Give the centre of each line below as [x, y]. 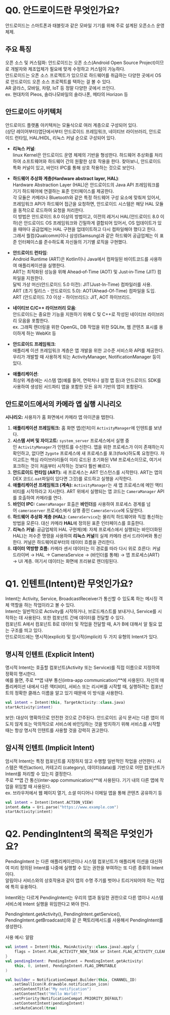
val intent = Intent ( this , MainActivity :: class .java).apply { [72, 947]
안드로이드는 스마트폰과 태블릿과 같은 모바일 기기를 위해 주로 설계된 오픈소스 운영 [85, 25]
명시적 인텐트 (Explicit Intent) [50, 654]
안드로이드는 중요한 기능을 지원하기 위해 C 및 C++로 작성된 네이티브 [79, 314]
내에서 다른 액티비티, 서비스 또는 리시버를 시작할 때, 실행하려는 [88, 686]
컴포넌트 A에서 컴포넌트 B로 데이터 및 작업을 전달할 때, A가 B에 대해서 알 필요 [81, 624]
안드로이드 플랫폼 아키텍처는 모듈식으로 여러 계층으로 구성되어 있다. [71, 125]
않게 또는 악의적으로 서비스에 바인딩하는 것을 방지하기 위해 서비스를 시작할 [88, 724]
